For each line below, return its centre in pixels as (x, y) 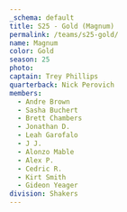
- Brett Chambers (50, 118)
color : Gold (32, 51)
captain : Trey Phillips (54, 77)
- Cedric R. (40, 169)
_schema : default (42, 18)
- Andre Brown (44, 101)
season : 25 (30, 60)
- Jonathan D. (44, 127)
